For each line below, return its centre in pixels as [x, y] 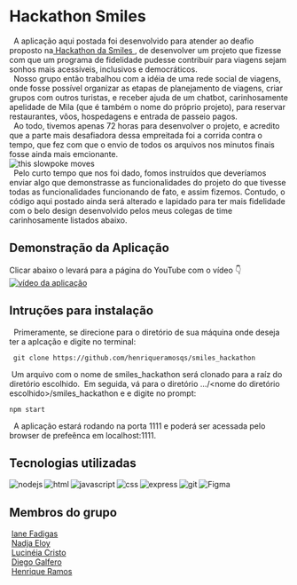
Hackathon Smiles [78, 16]
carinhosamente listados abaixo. [68, 220]
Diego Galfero [36, 562]
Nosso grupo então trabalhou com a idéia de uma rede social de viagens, [147, 78]
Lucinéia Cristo [39, 553]
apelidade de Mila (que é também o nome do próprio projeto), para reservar [148, 107]
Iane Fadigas [35, 534]
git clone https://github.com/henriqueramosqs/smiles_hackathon [134, 358]
